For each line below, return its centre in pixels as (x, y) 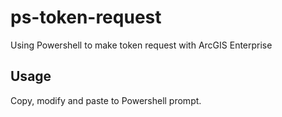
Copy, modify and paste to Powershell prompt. (106, 100)
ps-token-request (86, 17)
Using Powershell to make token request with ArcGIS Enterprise (141, 45)
